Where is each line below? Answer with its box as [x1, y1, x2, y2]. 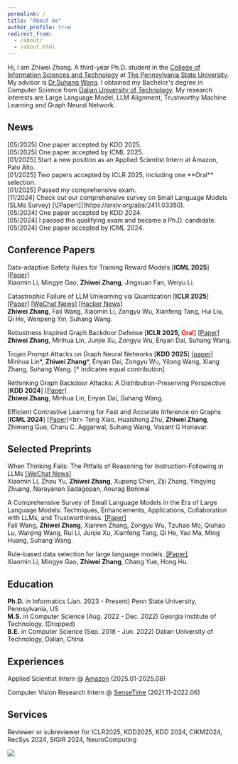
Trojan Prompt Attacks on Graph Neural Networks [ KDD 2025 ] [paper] [7, 349, 213, 358]
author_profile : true [7, 23, 72, 31]
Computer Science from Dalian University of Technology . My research [7, 86, 213, 94]
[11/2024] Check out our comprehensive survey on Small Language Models [7, 193, 228, 201]
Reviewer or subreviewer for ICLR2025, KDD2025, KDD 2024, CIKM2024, [7, 727, 222, 736]
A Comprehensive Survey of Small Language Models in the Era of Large [7, 499, 217, 507]
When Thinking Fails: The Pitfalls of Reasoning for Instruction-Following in [7, 462, 224, 470]
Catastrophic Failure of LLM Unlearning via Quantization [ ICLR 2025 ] [7, 292, 210, 300]
